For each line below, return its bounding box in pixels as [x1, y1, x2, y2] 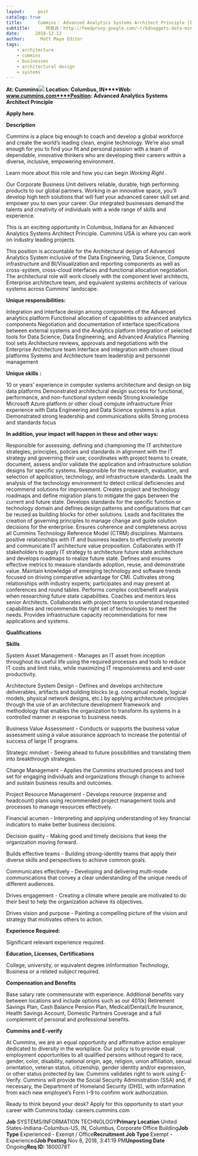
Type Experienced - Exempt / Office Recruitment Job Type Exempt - [6, 1131, 173, 1138]
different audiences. [6, 881, 55, 888]
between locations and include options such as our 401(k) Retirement [6, 997, 175, 1004]
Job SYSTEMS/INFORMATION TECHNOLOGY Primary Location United [6, 1118, 177, 1125]
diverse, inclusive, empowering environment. [6, 158, 115, 165]
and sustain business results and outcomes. [6, 779, 113, 786]
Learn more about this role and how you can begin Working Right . [6, 170, 167, 177]
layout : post [6, 8, 49, 15]
